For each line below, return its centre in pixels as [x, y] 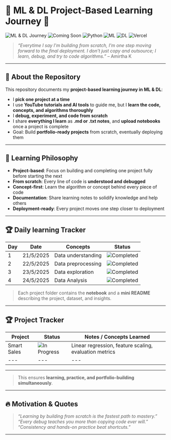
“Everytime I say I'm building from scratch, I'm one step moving [84, 45]
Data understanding [78, 256]
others [19, 203]
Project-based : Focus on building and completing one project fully [82, 170]
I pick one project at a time [41, 99]
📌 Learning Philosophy [42, 158]
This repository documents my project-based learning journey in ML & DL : [84, 89]
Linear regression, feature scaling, [112, 345]
